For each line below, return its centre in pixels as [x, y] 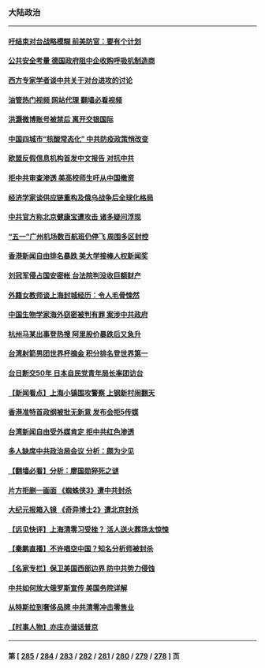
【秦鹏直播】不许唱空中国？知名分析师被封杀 [81, 549]
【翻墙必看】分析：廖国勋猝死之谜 [63, 470]
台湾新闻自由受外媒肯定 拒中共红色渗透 [71, 431]
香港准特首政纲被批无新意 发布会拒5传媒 [74, 412]
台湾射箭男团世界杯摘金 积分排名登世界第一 [78, 353]
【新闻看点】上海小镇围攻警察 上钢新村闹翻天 [82, 393]
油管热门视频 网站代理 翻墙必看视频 [65, 99]
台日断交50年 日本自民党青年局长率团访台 [76, 373]
